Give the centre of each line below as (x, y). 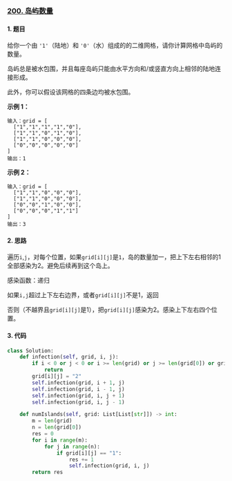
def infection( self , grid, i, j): (69, 357)
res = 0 (43, 434)
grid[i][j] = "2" (57, 377)
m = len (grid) (52, 421)
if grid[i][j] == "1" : (89, 453)
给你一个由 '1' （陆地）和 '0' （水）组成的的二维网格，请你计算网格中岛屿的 (115, 46)
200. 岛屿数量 (30, 10)
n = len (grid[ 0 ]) (57, 427)
